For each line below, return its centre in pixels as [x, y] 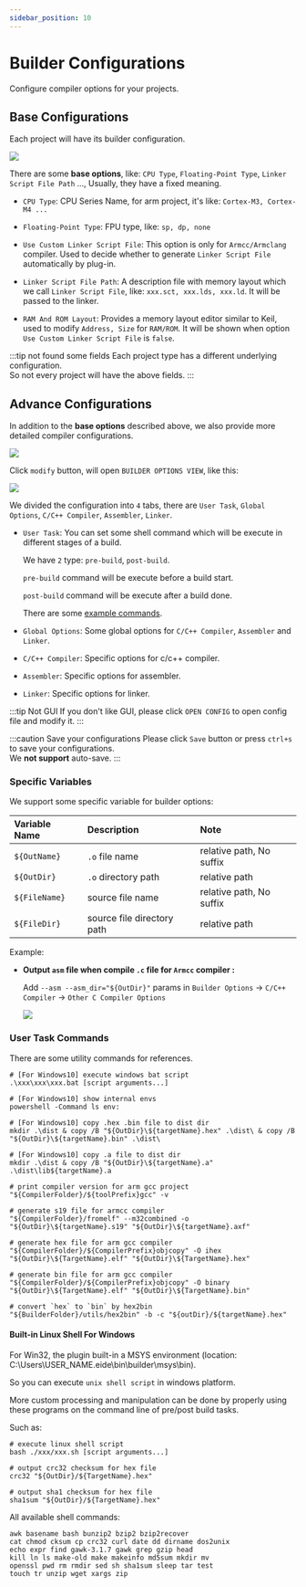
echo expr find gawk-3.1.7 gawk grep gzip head [102, 1550]
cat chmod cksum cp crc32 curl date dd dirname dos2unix [120, 1541]
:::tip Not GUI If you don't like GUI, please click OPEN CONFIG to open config [148, 711]
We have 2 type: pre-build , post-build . [96, 560]
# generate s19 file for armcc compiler [87, 1211]
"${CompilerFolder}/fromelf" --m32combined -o [99, 1219]
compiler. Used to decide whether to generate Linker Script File [147, 254]
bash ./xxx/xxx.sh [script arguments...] [89, 1452]
